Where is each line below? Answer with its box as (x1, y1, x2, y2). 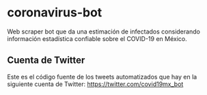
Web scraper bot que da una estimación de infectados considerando (7, 27, 200, 36)
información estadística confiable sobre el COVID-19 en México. (7, 34, 187, 42)
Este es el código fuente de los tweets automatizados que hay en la (7, 72, 197, 81)
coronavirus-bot (7, 5, 102, 21)
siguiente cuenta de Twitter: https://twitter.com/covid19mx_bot (7, 80, 184, 88)
